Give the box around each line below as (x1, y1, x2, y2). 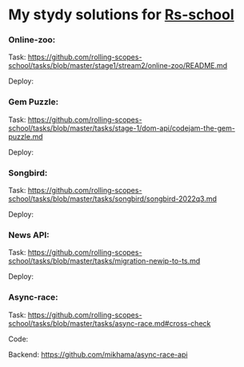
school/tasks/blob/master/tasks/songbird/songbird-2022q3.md (8, 194, 218, 204)
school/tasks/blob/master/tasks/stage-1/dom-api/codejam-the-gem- (8, 123, 236, 133)
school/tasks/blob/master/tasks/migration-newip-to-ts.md (8, 256, 201, 266)
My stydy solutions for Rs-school (8, 6, 234, 24)
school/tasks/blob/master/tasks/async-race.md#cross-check (8, 318, 211, 328)
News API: (8, 230, 50, 240)
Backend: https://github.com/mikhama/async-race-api (8, 349, 188, 359)
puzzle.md (8, 131, 43, 141)
